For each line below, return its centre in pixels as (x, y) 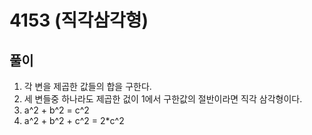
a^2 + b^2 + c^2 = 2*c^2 (74, 120)
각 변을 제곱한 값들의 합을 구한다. (87, 86)
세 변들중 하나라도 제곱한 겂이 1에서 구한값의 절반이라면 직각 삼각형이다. (163, 99)
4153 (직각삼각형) (79, 20)
